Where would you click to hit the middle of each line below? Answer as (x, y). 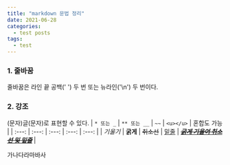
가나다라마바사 (27, 155)
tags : (15, 39)
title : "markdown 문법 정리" (46, 13)
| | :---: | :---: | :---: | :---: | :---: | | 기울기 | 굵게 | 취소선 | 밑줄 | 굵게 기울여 (109, 131)
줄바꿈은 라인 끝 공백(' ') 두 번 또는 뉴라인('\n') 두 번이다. (83, 87)
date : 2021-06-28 (32, 20)
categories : (24, 26)
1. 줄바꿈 (21, 71)
